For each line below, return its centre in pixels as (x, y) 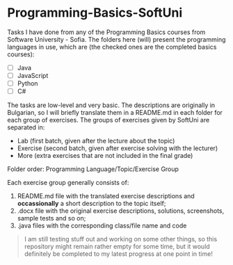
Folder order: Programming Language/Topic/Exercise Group (93, 169)
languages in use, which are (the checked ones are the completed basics (112, 47)
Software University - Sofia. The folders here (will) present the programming (116, 39)
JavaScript (33, 75)
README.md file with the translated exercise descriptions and (106, 196)
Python (27, 83)
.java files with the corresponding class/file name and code (102, 226)
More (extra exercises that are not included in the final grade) (105, 156)
